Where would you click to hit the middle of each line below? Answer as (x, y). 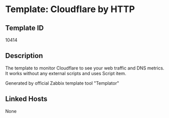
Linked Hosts (26, 99)
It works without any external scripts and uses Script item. (66, 73)
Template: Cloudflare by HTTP (70, 9)
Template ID (25, 28)
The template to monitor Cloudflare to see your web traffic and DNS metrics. (85, 68)
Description (24, 56)
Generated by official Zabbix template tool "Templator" (62, 83)
